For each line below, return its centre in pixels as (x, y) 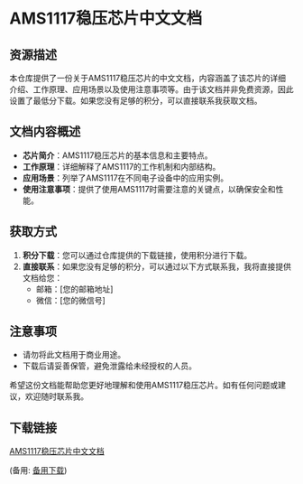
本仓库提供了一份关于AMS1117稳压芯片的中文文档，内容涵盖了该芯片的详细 (148, 78)
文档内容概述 (45, 132)
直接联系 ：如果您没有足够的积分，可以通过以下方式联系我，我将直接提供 (156, 266)
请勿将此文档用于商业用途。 (74, 355)
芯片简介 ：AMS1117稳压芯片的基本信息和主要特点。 (118, 155)
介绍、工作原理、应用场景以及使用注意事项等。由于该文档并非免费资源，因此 (151, 89)
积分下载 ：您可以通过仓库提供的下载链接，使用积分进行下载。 (137, 255)
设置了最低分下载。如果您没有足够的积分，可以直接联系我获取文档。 (136, 101)
